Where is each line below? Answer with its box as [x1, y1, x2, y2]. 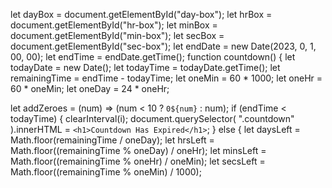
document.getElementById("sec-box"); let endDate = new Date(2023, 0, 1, [10, 40, 317, 52]
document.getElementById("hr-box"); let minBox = [10, 19, 218, 31]
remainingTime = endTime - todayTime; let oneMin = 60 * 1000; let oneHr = [10, 72, 323, 84]
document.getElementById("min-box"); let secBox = [10, 30, 225, 41]
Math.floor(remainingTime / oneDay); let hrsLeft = [10, 134, 215, 146]
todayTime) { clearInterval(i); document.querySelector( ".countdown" [10, 113, 295, 124]
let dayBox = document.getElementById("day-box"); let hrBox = [10, 9, 273, 20]
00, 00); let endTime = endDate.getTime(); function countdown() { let [10, 51, 296, 63]
